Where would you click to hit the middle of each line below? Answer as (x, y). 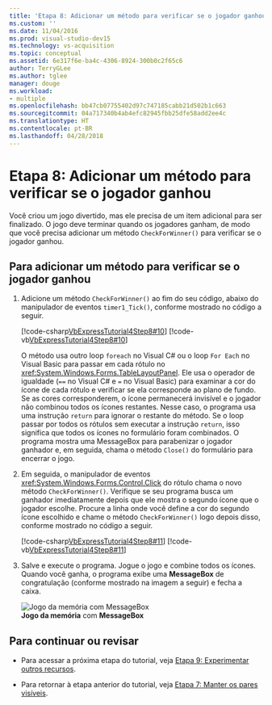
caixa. (31, 591)
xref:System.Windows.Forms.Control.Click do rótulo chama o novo (131, 483)
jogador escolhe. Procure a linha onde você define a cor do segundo (135, 509)
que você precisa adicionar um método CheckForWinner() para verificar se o (135, 233)
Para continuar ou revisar (74, 641)
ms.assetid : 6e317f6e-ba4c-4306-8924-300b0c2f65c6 (96, 61)
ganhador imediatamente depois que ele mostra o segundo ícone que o (140, 500)
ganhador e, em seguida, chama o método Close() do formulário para (137, 450)
